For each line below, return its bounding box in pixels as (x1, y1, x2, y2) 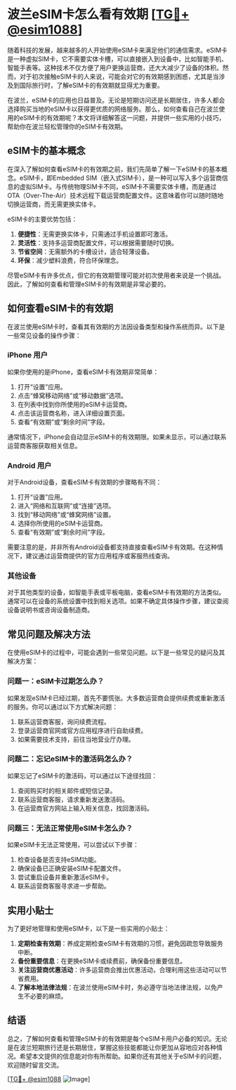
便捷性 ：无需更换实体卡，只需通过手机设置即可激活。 (17, 230, 172, 238)
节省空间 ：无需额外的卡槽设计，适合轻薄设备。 (17, 247, 153, 256)
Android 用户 (7, 461, 52, 471)
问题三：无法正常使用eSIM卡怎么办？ (7, 823, 133, 833)
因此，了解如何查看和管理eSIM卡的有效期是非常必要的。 (7, 280, 170, 288)
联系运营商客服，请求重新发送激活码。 (17, 795, 129, 803)
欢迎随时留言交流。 (7, 1061, 63, 1069)
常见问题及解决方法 (7, 628, 91, 640)
